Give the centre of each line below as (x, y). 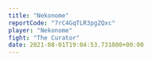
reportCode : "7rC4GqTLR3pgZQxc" (62, 23)
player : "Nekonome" (41, 30)
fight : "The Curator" (44, 38)
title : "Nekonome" (39, 15)
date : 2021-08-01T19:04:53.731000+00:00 (76, 45)
